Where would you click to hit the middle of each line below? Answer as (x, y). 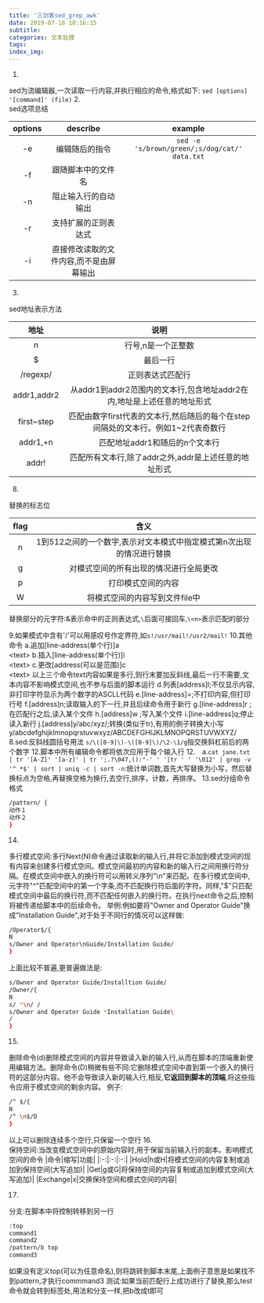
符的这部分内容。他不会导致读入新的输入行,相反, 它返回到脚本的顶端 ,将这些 (129, 1078)
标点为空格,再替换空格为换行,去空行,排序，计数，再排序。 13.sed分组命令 (133, 778)
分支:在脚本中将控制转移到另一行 (61, 1211)
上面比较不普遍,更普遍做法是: (56, 968)
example (188, 128)
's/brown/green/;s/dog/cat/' (188, 149)
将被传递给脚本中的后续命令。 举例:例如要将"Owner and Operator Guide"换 (130, 905)
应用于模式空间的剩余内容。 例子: (69, 1087)
